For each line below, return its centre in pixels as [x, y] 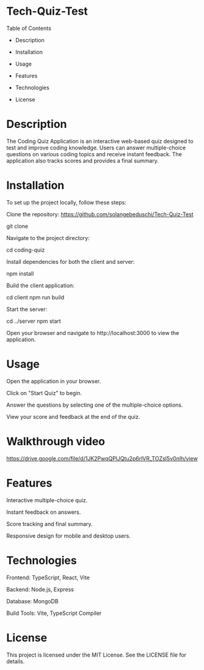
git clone [17, 226]
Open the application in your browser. [54, 381]
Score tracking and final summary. [49, 524]
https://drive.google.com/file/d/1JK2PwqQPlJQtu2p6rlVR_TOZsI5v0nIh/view [102, 458]
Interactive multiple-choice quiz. [47, 500]
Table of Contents [29, 28]
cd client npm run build [35, 297]
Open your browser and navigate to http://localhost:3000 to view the [93, 333]
